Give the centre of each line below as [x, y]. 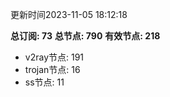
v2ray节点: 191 [54, 57]
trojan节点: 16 [52, 69]
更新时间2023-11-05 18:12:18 [69, 14]
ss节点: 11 [44, 82]
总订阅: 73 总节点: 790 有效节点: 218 [85, 36]
